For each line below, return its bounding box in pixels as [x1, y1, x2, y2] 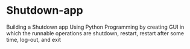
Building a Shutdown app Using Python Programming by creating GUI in [6, 23, 185, 30]
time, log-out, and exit [6, 36, 62, 43]
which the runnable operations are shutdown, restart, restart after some [6, 29, 185, 36]
